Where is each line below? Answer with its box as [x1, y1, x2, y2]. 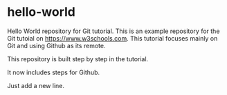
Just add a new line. [7, 81, 64, 89]
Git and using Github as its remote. [7, 41, 106, 50]
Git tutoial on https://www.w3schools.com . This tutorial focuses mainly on [7, 34, 218, 42]
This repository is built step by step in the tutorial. [7, 54, 149, 63]
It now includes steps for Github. [7, 68, 100, 76]
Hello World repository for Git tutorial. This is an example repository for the [7, 27, 220, 35]
